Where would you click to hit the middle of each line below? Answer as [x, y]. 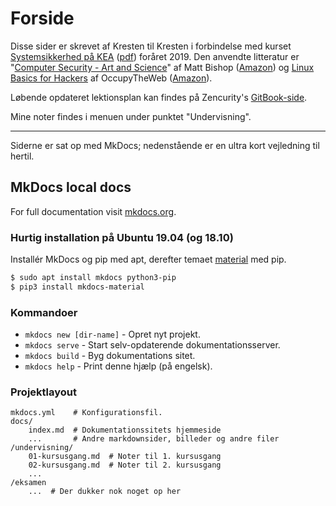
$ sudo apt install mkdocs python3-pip [93, 278]
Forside [42, 18]
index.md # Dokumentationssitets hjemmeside [125, 430]
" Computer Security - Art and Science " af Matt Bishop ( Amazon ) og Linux [162, 67]
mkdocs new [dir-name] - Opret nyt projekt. [112, 334]
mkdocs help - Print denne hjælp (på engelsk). [118, 366]
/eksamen [28, 483]
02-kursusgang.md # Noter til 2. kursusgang [125, 465]
